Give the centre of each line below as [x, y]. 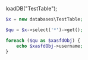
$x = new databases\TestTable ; [44, 19]
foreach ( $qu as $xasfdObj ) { [43, 41]
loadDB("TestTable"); [32, 9]
